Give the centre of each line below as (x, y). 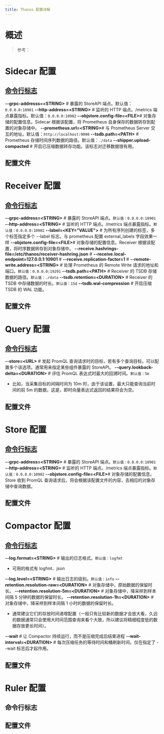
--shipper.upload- (132, 140)
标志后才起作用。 (34, 649)
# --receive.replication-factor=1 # (94, 259)
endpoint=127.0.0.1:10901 (31, 259)
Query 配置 (28, 329)
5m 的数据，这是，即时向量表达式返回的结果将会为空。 (81, 390)
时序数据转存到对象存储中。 (46, 248)
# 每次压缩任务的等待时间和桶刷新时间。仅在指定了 (104, 642)
